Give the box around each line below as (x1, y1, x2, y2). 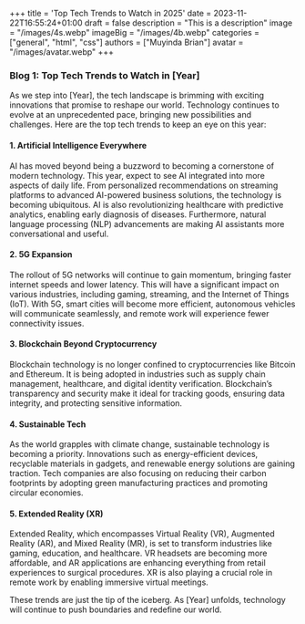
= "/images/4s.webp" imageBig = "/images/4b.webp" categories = (9, 27, 260, 37)
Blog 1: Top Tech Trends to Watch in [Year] (9, 68, 200, 81)
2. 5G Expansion (9, 249, 73, 260)
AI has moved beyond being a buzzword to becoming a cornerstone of (9, 160, 275, 172)
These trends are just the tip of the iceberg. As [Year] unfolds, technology (9, 595, 287, 606)
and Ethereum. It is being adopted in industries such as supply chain (9, 369, 266, 380)
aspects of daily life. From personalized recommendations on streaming (9, 180, 279, 191)
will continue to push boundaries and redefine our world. (9, 604, 222, 615)
